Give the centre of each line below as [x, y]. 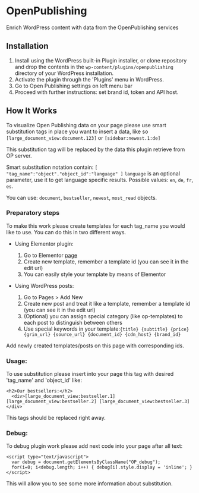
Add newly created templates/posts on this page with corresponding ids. [95, 346]
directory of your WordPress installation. [64, 73]
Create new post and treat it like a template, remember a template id [107, 303]
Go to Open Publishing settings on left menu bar [73, 86]
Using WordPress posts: [44, 285]
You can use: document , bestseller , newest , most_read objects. [82, 197]
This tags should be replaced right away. [56, 418]
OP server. [19, 155]
